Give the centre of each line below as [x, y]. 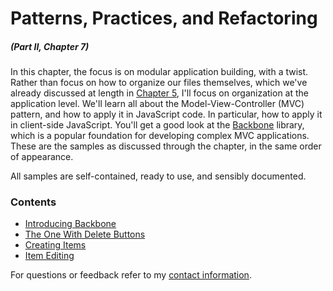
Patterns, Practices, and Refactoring [164, 18]
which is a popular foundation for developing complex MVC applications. [160, 136]
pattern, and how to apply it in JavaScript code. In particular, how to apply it [166, 114]
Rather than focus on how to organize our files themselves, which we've [159, 83]
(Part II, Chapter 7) [50, 46]
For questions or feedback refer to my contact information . [131, 275]
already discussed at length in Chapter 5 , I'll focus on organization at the [159, 93]
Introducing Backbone [70, 224]
